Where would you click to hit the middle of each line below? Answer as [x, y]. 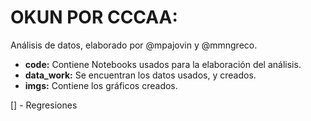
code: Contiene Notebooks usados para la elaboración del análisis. [163, 64]
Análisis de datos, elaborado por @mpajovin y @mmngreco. [134, 45]
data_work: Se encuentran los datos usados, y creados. [140, 75]
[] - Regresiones [44, 105]
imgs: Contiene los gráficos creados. [101, 85]
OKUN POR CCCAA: [94, 17]
